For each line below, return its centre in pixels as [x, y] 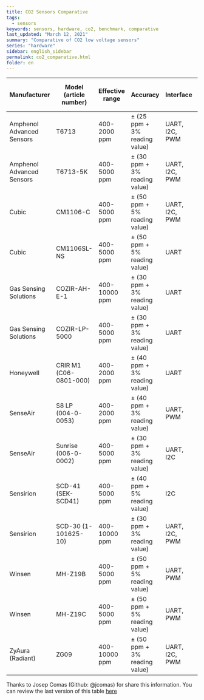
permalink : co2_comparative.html [49, 57]
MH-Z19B [71, 574]
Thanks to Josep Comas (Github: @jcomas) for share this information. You [99, 684]
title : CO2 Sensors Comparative [47, 12]
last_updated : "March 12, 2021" [47, 35]
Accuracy [145, 95]
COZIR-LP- [73, 328]
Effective [112, 90]
